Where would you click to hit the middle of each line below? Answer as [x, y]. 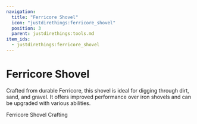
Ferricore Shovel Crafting [37, 115]
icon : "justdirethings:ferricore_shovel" [64, 23]
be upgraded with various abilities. [49, 103]
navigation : [21, 12]
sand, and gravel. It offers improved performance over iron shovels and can [99, 97]
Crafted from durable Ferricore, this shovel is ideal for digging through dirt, [98, 90]
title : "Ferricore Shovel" [45, 17]
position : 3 [26, 28]
